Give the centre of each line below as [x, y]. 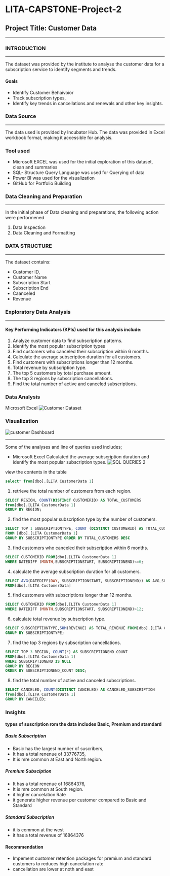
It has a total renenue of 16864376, [49, 784]
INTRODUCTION [26, 48]
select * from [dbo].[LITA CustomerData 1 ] [50, 481]
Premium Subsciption [28, 771]
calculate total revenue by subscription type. [59, 619]
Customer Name [30, 277]
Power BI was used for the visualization [54, 178]
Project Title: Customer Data [51, 28]
